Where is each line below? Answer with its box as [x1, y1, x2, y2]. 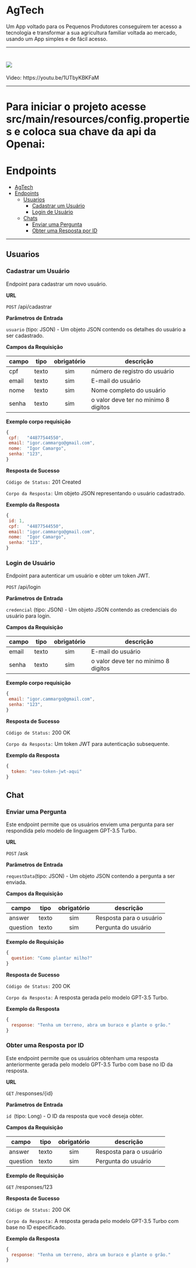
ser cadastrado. [6, 332, 44, 339]
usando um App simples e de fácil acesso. [6, 35, 108, 42]
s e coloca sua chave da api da [6, 125, 156, 138]
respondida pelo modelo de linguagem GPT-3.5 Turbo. [6, 827, 137, 834]
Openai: [6, 138, 45, 151]
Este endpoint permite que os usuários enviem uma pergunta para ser [6, 821, 174, 828]
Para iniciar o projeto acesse [6, 100, 146, 114]
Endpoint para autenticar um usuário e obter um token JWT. [6, 572, 150, 580]
